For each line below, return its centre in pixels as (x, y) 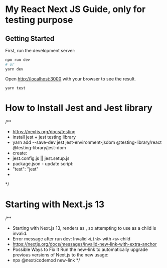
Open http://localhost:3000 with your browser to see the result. (71, 78)
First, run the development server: (40, 51)
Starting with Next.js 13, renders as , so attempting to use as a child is (84, 228)
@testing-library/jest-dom (39, 147)
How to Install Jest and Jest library (79, 108)
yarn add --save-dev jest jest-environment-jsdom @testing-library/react (87, 142)
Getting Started (30, 38)
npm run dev (18, 60)
